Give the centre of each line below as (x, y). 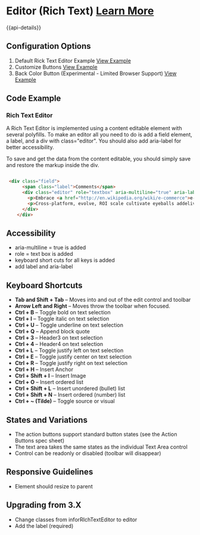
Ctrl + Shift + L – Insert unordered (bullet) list (70, 388)
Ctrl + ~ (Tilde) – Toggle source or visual (65, 401)
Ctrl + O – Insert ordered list (49, 382)
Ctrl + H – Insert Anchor (44, 369)
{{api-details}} (24, 27)
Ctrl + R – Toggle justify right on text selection (71, 363)
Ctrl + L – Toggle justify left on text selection (69, 351)
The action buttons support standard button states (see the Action (96, 434)
